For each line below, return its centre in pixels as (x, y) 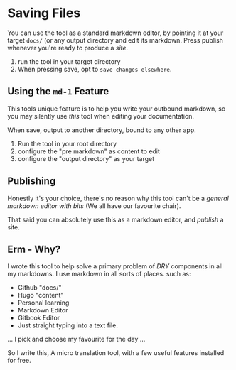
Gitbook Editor (39, 318)
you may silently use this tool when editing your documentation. (101, 116)
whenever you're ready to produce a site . (68, 48)
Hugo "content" (41, 295)
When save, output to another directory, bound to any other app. (102, 130)
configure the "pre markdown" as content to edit (88, 151)
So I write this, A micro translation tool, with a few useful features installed (116, 353)
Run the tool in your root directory (67, 143)
